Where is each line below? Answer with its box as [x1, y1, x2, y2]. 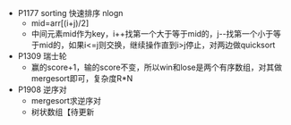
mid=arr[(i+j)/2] [30, 18, 90, 29]
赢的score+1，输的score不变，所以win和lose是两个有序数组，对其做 [30, 62, 282, 72]
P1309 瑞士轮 [17, 51, 67, 61]
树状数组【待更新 [30, 106, 95, 117]
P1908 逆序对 [17, 84, 67, 95]
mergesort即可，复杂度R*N [30, 73, 133, 83]
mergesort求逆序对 [30, 96, 101, 105]
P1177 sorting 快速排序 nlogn [17, 8, 124, 18]
